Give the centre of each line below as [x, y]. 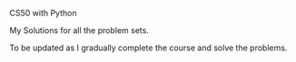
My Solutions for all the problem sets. [79, 30]
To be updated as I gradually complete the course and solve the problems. [148, 48]
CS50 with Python [43, 13]
